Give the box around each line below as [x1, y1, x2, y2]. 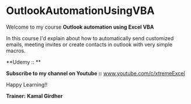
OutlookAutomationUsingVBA [6, 4, 155, 18]
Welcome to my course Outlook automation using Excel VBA [6, 23, 154, 30]
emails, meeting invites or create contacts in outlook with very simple [6, 41, 173, 48]
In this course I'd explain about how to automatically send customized [6, 34, 174, 41]
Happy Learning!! [6, 81, 48, 88]
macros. [6, 47, 26, 54]
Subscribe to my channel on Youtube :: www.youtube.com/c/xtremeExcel [6, 70, 185, 77]
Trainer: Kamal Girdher [6, 92, 63, 99]
